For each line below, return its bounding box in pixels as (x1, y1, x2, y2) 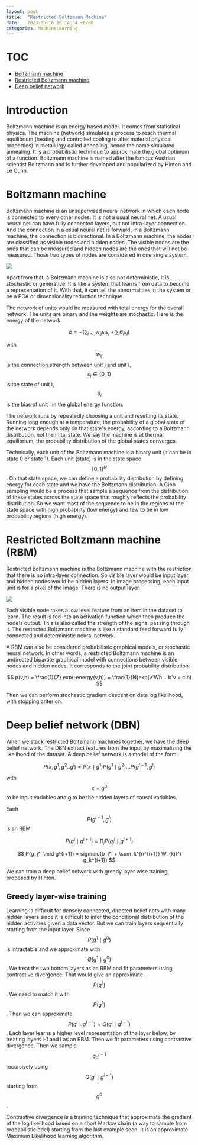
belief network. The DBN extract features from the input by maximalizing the (6, 744, 192, 751)
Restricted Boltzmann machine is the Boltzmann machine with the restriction (6, 565, 192, 572)
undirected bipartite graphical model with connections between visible (6, 656, 178, 663)
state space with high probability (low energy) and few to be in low (6, 506, 168, 513)
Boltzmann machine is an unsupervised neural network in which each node (6, 208, 189, 215)
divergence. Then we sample (6, 1042, 77, 1049)
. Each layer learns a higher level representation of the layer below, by (6, 1030, 176, 1037)
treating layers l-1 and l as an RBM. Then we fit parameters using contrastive (6, 1036, 192, 1043)
